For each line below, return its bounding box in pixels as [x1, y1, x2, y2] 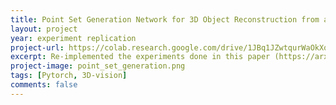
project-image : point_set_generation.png [10, 61, 186, 71]
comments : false [10, 80, 78, 90]
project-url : [10, 42, 65, 53]
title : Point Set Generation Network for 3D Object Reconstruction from [10, 14, 320, 25]
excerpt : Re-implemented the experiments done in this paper [10, 52, 271, 62]
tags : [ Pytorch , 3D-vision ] [10, 71, 128, 81]
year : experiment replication [10, 33, 137, 43]
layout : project [10, 24, 78, 34]
